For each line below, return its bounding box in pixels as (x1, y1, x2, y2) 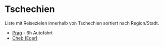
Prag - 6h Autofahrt (12, 29, 53, 35)
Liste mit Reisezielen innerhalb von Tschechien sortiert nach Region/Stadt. (5, 20, 159, 26)
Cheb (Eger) (12, 35, 38, 41)
